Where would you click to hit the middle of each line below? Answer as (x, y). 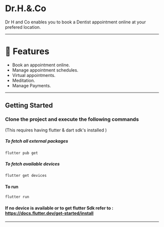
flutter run (17, 197)
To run (12, 187)
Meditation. (23, 80)
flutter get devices (26, 176)
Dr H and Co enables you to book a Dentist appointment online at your (76, 22)
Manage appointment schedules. (45, 70)
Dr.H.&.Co (26, 9)
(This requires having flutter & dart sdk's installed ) (56, 130)
